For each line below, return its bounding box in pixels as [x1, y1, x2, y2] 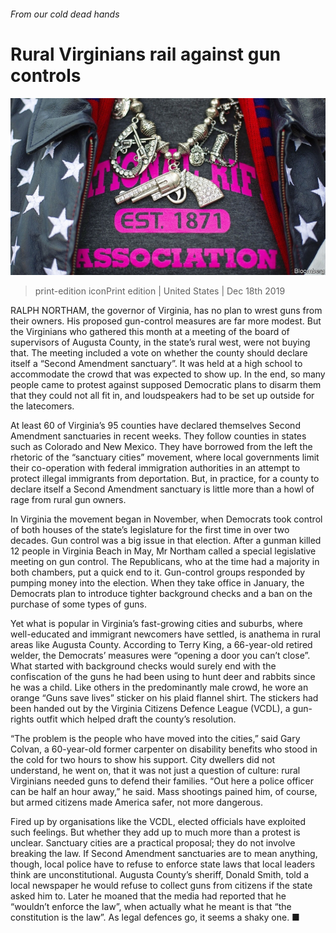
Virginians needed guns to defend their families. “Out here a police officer [10, 775, 315, 787]
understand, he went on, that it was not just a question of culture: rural [10, 765, 301, 777]
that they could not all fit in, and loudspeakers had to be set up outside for [10, 390, 315, 402]
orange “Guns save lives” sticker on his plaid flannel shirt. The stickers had [10, 692, 319, 704]
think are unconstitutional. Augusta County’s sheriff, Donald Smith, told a [10, 869, 310, 881]
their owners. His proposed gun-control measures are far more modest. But [10, 315, 322, 327]
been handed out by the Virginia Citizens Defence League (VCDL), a [10, 703, 291, 715]
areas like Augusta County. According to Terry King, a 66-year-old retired [10, 639, 313, 651]
